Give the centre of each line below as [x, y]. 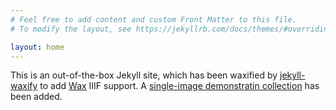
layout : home [37, 47]
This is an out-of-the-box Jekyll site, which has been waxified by [144, 75]
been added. [36, 97]
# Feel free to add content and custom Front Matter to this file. [154, 19]
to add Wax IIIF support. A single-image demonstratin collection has [179, 86]
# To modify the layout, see [71, 29]
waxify [24, 86]
